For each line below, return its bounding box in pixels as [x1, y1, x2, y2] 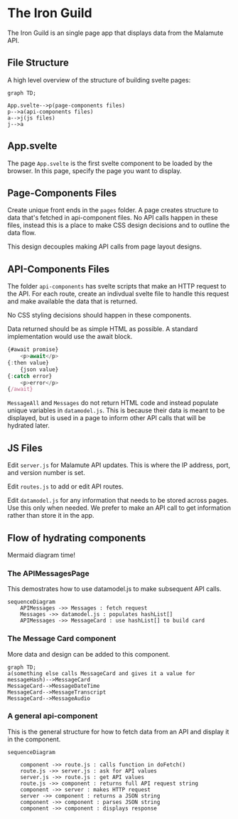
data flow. [7, 229, 37, 237]
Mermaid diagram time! [7, 551, 76, 559]
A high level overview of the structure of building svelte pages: [7, 75, 191, 84]
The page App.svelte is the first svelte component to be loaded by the [7, 159, 213, 167]
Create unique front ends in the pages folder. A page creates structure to [7, 206, 219, 214]
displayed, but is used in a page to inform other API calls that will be [7, 414, 206, 422]
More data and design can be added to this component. [7, 650, 171, 658]
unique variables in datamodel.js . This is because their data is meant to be [7, 406, 225, 414]
